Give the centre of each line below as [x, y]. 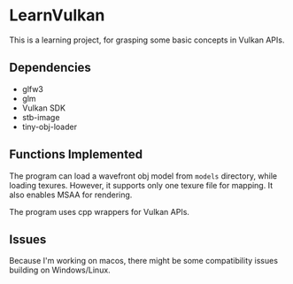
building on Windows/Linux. [60, 270]
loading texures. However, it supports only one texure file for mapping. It [141, 185]
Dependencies [50, 68]
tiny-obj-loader [50, 127]
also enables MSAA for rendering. [71, 195]
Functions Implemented [76, 154]
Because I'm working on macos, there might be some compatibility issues [144, 261]
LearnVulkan [57, 15]
